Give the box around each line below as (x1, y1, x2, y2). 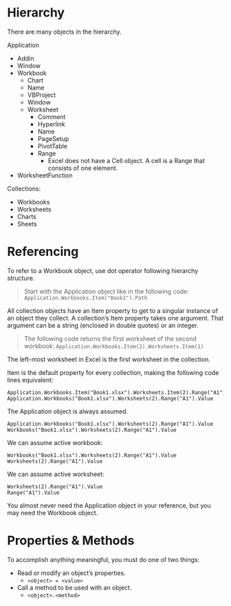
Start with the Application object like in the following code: (23, 287, 189, 295)
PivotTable (37, 142, 67, 150)
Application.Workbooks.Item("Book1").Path (23, 294, 148, 301)
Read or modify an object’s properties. (16, 569, 126, 577)
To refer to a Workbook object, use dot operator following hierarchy (7, 266, 199, 274)
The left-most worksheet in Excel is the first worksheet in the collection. (7, 355, 211, 363)
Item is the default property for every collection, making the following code (7, 368, 219, 376)
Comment (37, 112, 66, 121)
